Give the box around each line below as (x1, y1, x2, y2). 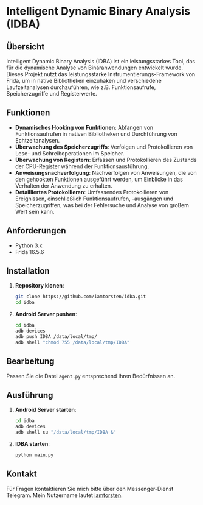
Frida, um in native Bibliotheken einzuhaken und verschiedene (6, 77, 162, 84)
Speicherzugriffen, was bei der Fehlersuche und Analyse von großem (15, 201, 190, 208)
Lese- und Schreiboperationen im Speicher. (15, 149, 125, 157)
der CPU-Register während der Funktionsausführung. (15, 163, 150, 170)
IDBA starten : (15, 440, 50, 447)
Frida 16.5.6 (15, 248, 44, 255)
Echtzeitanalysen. (15, 136, 60, 144)
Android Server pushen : (15, 311, 77, 318)
